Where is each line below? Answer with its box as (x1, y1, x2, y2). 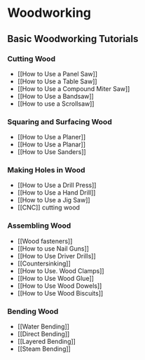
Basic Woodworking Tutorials (7, 33, 139, 45)
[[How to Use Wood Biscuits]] (17, 289, 104, 297)
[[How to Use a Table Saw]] (17, 77, 97, 85)
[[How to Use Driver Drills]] (17, 251, 96, 260)
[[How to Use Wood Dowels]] (17, 282, 102, 290)
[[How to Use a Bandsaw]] (17, 92, 95, 100)
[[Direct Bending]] (17, 330, 70, 338)
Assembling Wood (7, 221, 71, 230)
